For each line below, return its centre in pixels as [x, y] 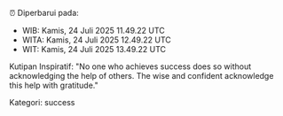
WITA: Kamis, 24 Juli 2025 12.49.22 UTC [96, 40]
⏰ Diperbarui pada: [44, 13]
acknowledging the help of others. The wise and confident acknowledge [141, 76]
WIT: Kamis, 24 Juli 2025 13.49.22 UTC [94, 49]
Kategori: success [42, 102]
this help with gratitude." [54, 85]
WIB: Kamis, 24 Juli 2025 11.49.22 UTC [94, 31]
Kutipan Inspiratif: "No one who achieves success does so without [130, 66]
